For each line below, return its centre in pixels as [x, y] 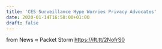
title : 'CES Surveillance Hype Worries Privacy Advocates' [82, 12]
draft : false [22, 23]
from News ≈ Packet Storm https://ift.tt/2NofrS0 [65, 40]
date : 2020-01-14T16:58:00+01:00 [48, 17]
